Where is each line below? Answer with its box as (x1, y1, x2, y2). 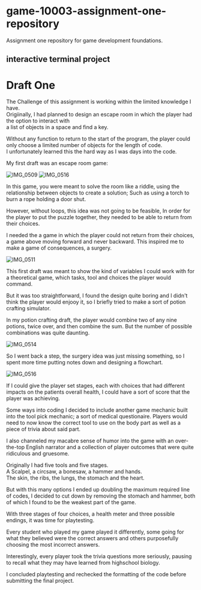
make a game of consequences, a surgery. (6, 244, 112, 251)
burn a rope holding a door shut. (6, 196, 86, 203)
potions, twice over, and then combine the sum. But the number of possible (6, 323, 193, 330)
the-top (6, 444, 25, 451)
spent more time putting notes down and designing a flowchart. (6, 359, 163, 366)
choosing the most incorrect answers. (6, 541, 100, 549)
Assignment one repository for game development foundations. (6, 37, 163, 44)
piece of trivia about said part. (6, 426, 81, 433)
